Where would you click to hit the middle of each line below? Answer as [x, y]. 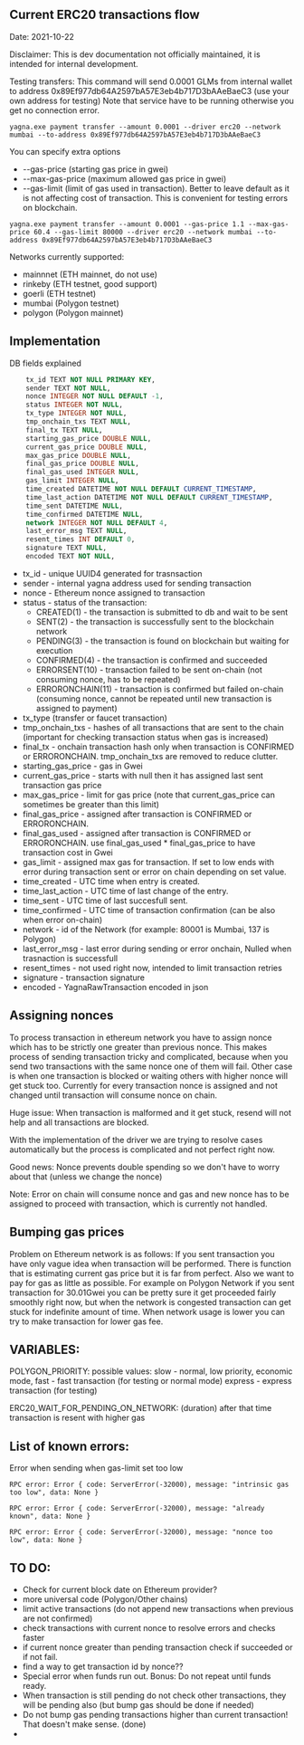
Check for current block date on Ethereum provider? [120, 1589]
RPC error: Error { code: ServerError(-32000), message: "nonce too [141, 1532]
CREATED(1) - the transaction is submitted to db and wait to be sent [162, 612]
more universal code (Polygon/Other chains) [105, 1599]
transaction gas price [62, 785]
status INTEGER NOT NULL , [75, 405]
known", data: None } [50, 1516]
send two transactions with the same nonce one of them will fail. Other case [151, 1066]
